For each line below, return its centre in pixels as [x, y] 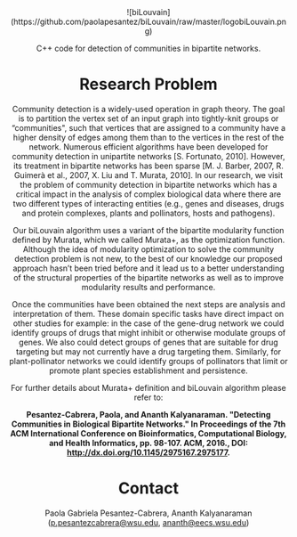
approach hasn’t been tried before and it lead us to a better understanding [148, 268]
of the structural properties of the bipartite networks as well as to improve [148, 277]
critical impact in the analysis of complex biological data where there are [148, 194]
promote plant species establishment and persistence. [148, 370]
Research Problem [148, 84]
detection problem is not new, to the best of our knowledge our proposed [148, 258]
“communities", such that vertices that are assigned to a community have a [148, 127]
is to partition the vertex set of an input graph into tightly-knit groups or [148, 118]
